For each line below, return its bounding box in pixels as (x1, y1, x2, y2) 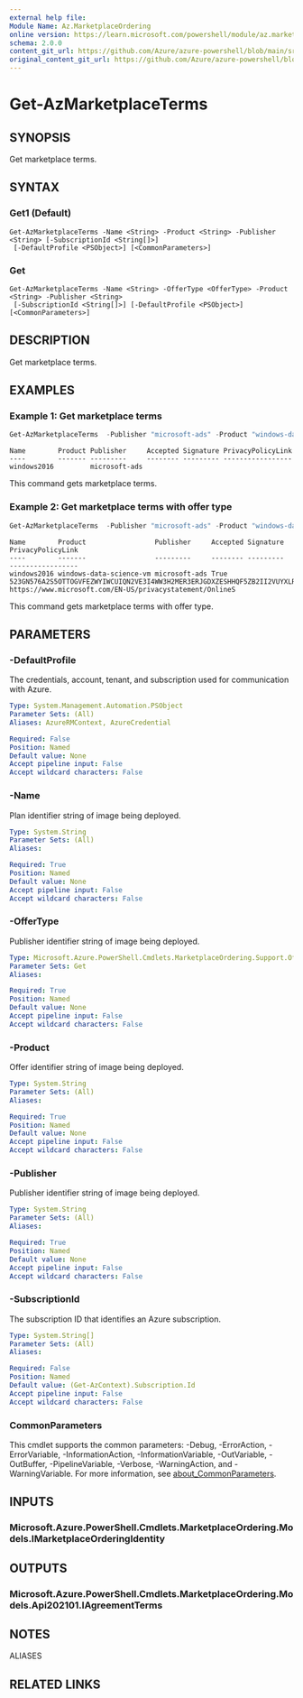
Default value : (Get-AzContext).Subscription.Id (9, 1381, 196, 1390)
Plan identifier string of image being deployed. (9, 809, 182, 821)
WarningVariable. (9, 1468, 74, 1479)
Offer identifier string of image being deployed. (9, 1062, 185, 1073)
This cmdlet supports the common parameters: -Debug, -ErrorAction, (9, 1440, 268, 1450)
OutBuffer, (9, 1459, 48, 1469)
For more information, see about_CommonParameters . (75, 1468, 277, 1479)
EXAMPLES (9, 383, 75, 398)
